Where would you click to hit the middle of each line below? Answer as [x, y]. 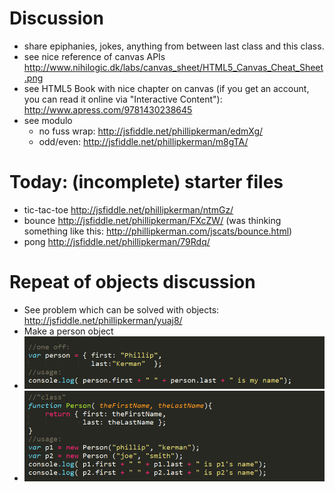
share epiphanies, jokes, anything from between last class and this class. [174, 46]
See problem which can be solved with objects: [121, 309]
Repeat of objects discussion [132, 282]
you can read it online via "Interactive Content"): [123, 99]
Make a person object [68, 331]
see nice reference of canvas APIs [94, 56]
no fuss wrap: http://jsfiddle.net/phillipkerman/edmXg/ [151, 131]
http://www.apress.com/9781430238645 [108, 109]
